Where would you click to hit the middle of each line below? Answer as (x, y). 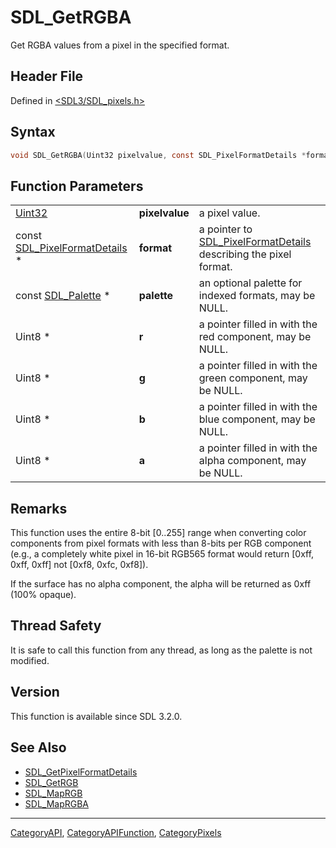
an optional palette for (250, 283)
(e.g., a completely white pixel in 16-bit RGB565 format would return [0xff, (162, 554)
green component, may (253, 378)
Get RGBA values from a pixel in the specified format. (120, 45)
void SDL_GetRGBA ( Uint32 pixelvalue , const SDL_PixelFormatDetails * (158, 155)
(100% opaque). (43, 595)
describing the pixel (245, 254)
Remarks (39, 508)
